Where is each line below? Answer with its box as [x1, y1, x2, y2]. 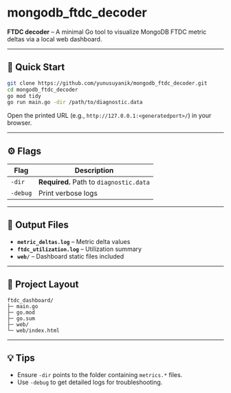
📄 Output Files [7, 219, 69, 231]
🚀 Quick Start [7, 61, 65, 73]
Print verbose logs [38, 188, 98, 198]
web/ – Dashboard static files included [16, 252, 124, 260]
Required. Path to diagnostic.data [38, 177, 150, 187]
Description [74, 165, 114, 175]
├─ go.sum [7, 315, 36, 322]
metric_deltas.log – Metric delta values [16, 237, 131, 245]
